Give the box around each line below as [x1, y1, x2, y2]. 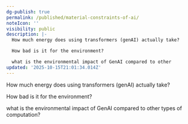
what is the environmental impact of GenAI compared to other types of [6, 104, 183, 112]
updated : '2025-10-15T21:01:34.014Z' [6, 64, 102, 70]
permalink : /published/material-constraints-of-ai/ [6, 15, 139, 21]
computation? [6, 111, 41, 118]
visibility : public [6, 25, 56, 32]
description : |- [6, 31, 47, 38]
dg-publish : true [6, 8, 50, 15]
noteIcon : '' [6, 20, 39, 26]
